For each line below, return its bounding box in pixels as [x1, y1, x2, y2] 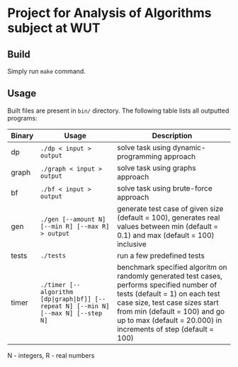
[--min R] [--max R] [40, 222, 110, 230]
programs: [7, 113, 38, 122]
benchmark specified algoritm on [116, 262, 227, 272]
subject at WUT [7, 20, 101, 36]
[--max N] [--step [40, 309, 103, 317]
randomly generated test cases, [116, 271, 223, 281]
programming [116, 151, 162, 161]
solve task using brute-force [116, 183, 212, 193]
